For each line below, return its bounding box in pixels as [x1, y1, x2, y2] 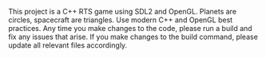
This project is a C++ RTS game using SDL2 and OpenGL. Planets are [8, 7, 237, 16]
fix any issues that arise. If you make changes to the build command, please [8, 32, 258, 41]
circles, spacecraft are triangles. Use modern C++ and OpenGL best [8, 15, 233, 25]
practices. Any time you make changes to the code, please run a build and [8, 24, 253, 33]
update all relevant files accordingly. [8, 41, 128, 50]
